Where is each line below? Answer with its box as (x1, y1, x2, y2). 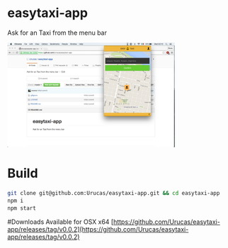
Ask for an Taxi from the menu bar (7, 28, 108, 37)
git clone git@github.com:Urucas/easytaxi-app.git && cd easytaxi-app (7, 190, 220, 197)
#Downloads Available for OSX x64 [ (7, 218, 114, 226)
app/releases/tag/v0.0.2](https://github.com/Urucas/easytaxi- (7, 225, 189, 233)
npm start (7, 204, 37, 212)
